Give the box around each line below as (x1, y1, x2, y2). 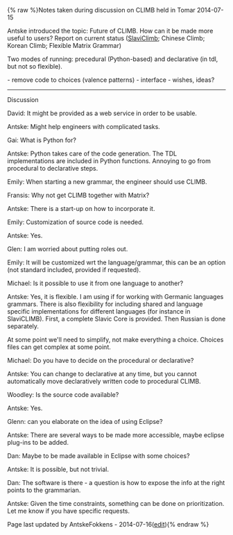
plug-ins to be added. (7, 439, 69, 446)
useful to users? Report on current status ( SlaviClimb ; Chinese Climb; (7, 34, 205, 42)
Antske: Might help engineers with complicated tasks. (7, 123, 161, 130)
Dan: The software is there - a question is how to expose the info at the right (7, 479, 225, 486)
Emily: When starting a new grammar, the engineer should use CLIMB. (7, 178, 207, 186)
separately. (7, 322, 40, 330)
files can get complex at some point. (7, 343, 111, 351)
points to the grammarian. (7, 486, 81, 494)
